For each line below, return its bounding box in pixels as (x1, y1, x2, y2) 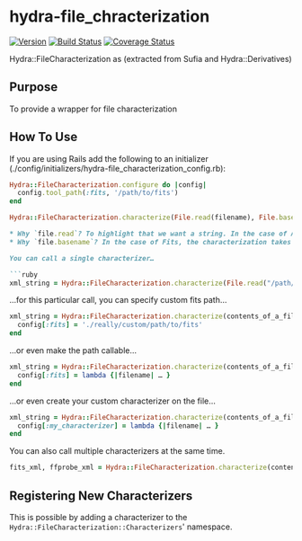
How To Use (9, 129, 78, 145)
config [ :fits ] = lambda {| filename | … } (17, 370, 171, 379)
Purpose (9, 79, 58, 95)
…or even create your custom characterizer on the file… (9, 395, 216, 406)
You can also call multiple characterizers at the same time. (9, 446, 226, 457)
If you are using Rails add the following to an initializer (9, 153, 209, 164)
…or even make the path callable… (9, 345, 138, 356)
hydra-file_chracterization (9, 6, 210, 27)
